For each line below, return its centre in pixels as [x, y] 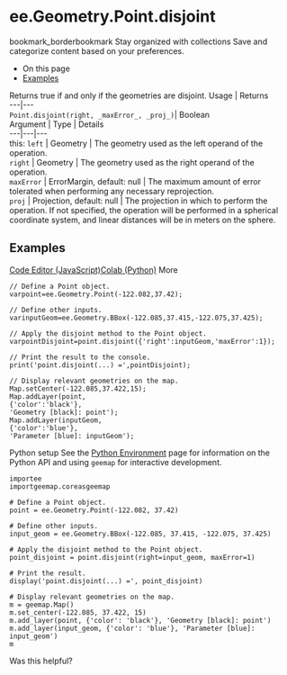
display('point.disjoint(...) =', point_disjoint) [106, 581]
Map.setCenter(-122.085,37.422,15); [78, 389]
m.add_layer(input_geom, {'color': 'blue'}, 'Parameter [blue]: [132, 628]
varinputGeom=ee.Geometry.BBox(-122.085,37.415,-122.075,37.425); [136, 318]
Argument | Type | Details [57, 124]
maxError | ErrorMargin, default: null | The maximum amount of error [135, 181]
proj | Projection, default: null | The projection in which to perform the [139, 201]
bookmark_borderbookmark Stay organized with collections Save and [139, 41]
